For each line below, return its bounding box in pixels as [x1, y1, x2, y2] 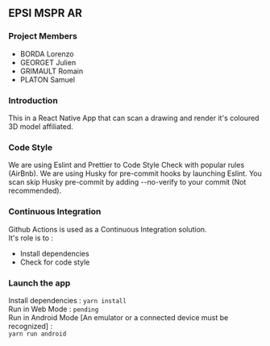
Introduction [8, 94, 58, 106]
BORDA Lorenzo [19, 48, 74, 59]
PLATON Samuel [19, 74, 75, 84]
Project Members [8, 31, 78, 42]
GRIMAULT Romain [19, 66, 83, 76]
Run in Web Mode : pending [8, 304, 99, 314]
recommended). [8, 186, 62, 196]
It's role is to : [8, 233, 54, 243]
